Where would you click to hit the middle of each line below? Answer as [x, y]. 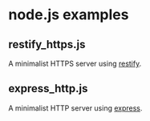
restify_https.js [47, 44]
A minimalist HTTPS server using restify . [75, 63]
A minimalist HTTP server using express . [75, 108]
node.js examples [69, 15]
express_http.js [48, 89]
